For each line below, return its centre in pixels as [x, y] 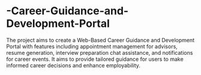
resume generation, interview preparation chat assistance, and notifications [100, 52]
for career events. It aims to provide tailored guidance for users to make [95, 59]
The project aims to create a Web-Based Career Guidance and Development [100, 40]
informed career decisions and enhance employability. [73, 65]
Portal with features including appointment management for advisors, [92, 46]
